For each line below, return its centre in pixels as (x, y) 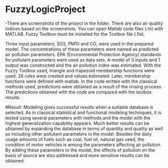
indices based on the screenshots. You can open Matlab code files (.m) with (84, 28)
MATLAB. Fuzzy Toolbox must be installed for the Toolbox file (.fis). (75, 34)
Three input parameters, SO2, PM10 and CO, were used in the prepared (79, 43)
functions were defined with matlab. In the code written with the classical (81, 81)
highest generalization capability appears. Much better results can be (77, 123)
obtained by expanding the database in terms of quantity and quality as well (84, 128)
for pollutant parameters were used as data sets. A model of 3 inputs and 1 (83, 60)
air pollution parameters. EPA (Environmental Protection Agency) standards (83, 54)
